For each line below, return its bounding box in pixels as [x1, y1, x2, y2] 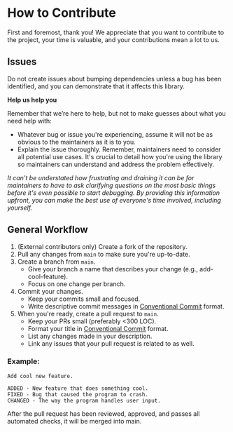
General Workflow [7, 224, 89, 236]
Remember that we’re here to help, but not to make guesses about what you [7, 109, 226, 117]
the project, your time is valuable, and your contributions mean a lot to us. [7, 35, 220, 43]
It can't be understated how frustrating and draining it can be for [7, 173, 195, 182]
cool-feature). [27, 272, 69, 281]
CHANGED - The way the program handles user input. [7, 397, 161, 404]
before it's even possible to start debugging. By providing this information [7, 188, 220, 197]
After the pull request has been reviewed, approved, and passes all [7, 409, 200, 418]
